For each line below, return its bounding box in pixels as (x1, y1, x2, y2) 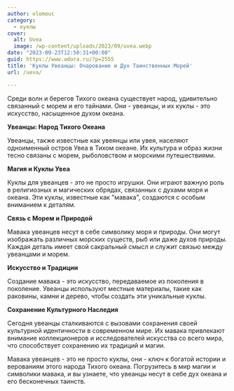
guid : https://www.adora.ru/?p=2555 (7, 56, 114, 63)
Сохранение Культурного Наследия (7, 305, 119, 313)
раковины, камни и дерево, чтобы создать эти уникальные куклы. (7, 292, 207, 300)
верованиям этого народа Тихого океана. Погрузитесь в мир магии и (7, 362, 216, 371)
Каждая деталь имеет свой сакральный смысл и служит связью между (7, 242, 223, 250)
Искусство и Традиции (7, 263, 78, 271)
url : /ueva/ (7, 69, 42, 76)
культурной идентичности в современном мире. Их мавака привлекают (7, 326, 226, 334)
